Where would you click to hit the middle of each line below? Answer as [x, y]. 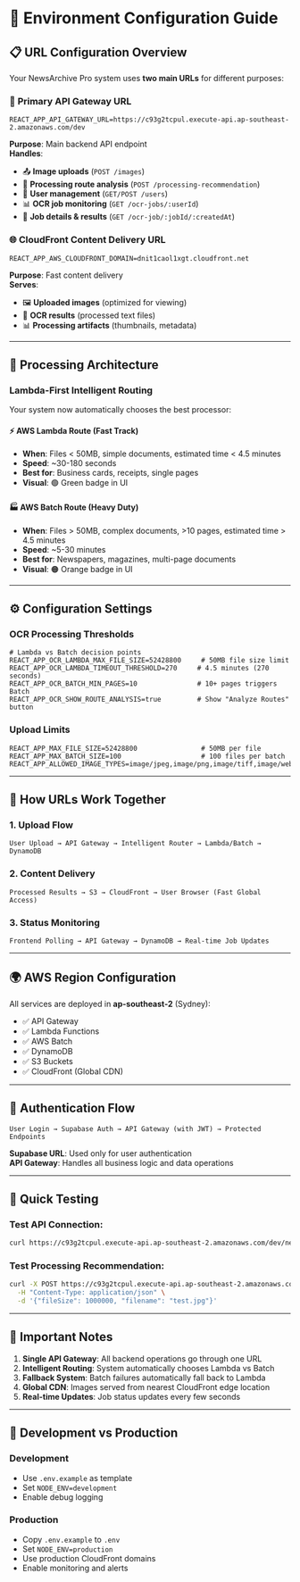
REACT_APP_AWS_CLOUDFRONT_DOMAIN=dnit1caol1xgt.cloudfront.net [129, 258]
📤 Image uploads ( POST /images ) [83, 171]
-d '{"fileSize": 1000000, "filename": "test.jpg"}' [117, 1301]
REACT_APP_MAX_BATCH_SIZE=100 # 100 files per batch [147, 756]
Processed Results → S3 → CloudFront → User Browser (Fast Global [135, 892]
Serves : [24, 284]
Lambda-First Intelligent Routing [81, 390]
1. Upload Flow [42, 825]
